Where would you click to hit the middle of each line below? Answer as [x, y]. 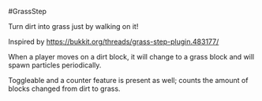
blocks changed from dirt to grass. [64, 88]
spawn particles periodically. [55, 65]
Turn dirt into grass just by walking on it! [73, 26]
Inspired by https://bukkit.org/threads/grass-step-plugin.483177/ [114, 41]
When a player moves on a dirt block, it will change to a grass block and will [131, 57]
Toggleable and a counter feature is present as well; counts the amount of [128, 80]
